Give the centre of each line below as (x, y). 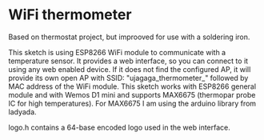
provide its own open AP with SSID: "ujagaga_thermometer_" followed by (128, 78)
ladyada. (23, 112)
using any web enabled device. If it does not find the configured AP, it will (130, 69)
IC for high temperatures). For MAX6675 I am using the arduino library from (132, 103)
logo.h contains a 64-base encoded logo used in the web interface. (119, 127)
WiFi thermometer (70, 15)
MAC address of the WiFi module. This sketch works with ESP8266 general (132, 86)
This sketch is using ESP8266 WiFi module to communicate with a (117, 52)
